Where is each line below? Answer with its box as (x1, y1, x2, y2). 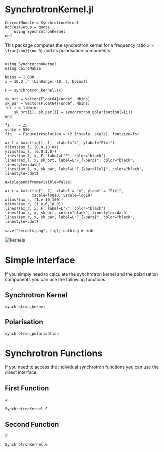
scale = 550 (5, 127, 30, 132)
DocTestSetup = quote (5, 24, 50, 30)
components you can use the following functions (5, 276, 106, 282)
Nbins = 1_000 (5, 74, 35, 80)
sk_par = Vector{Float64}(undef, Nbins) (5, 101, 91, 106)
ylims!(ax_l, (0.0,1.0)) (5, 149, 57, 154)
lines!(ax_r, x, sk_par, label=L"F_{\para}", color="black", (5, 214, 135, 220)
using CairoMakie (5, 66, 41, 71)
